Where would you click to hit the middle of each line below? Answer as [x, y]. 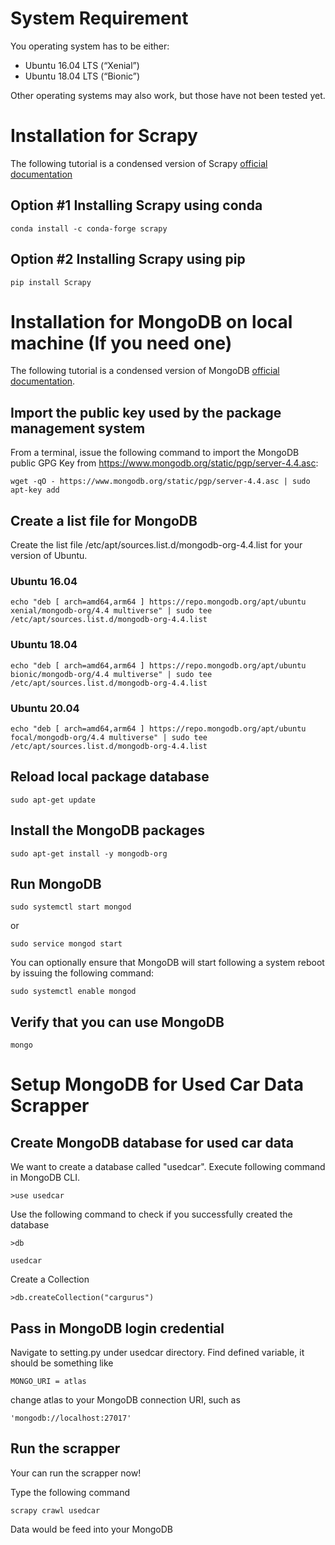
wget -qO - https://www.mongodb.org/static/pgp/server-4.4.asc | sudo [160, 482]
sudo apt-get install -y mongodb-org [89, 853]
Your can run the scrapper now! [76, 1473]
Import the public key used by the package [146, 412]
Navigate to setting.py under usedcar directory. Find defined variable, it [157, 1353]
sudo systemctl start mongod [71, 907]
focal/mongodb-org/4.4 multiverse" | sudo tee [109, 737]
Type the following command [70, 1492]
